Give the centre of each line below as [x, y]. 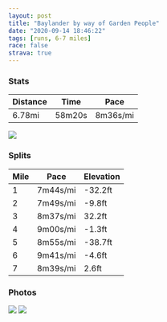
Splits [20, 156]
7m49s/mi [57, 203]
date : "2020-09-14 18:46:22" [57, 31]
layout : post [30, 16]
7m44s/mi [57, 190]
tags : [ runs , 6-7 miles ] [50, 38]
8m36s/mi [115, 116]
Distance [30, 102]
